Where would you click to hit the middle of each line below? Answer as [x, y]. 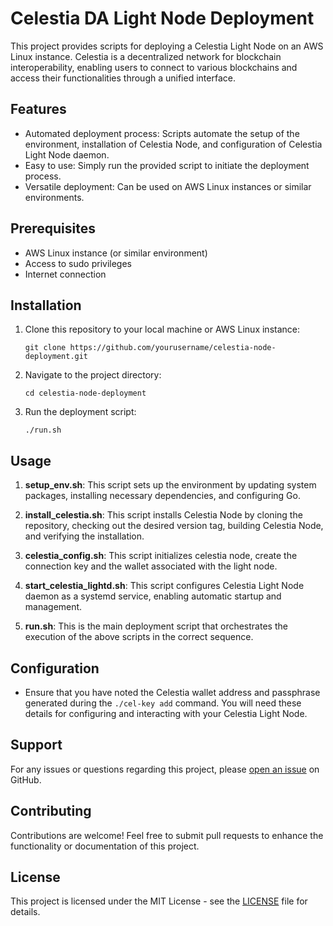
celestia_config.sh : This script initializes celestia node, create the [161, 556]
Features [38, 109]
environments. [54, 197]
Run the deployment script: [80, 412]
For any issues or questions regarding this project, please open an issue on [165, 769]
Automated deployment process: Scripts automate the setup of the [162, 133]
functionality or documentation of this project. [105, 846]
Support [36, 745]
